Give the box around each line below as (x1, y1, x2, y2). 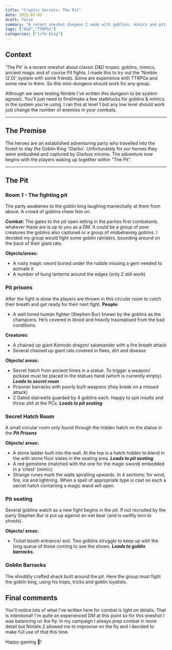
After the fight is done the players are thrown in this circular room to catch (5, 296, 161, 302)
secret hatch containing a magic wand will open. (12, 482, 115, 488)
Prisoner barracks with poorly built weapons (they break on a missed (12, 384, 159, 390)
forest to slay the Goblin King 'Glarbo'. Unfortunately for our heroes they (5, 145, 158, 151)
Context (5, 50, 32, 59)
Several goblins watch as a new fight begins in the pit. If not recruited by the (5, 507, 166, 513)
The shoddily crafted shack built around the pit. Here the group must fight (5, 573, 161, 579)
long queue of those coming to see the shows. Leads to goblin (12, 543, 146, 549)
